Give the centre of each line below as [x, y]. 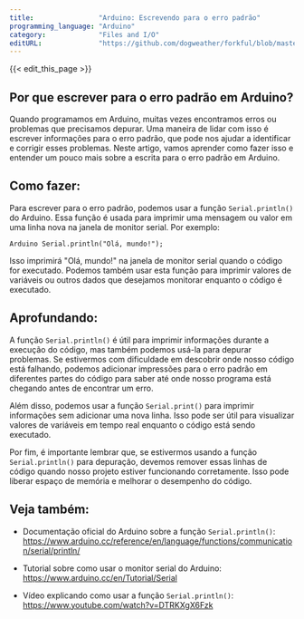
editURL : [26, 43]
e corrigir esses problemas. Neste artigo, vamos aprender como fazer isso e [152, 148]
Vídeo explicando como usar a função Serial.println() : [128, 595]
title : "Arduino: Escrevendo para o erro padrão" [135, 18]
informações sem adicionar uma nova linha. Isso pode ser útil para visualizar [152, 415]
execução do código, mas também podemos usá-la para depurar [130, 349]
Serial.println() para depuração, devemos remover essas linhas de [138, 461]
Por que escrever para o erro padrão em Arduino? [152, 97]
